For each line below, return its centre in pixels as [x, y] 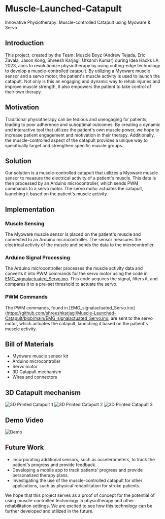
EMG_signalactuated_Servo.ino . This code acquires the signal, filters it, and [82, 279]
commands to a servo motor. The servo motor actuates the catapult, [74, 189]
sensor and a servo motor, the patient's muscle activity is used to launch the [82, 76]
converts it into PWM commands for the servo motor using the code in [76, 274]
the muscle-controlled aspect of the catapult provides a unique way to [76, 140]
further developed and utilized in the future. [49, 511]
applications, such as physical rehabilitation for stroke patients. [76, 485]
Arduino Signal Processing [38, 258]
